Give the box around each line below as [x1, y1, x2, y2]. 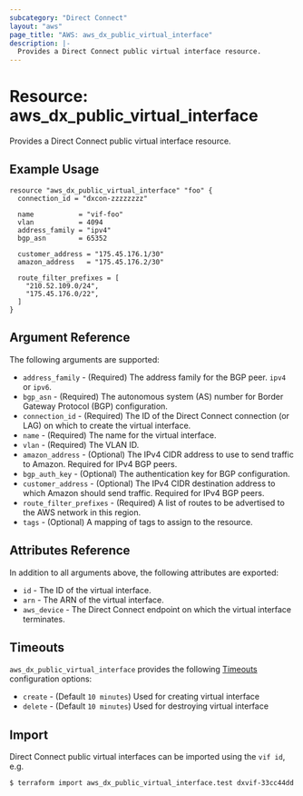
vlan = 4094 [17, 217, 103, 227]
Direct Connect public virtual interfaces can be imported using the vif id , [9, 751, 286, 762]
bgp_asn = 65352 [17, 234, 107, 243]
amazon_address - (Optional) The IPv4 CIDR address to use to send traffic [22, 449, 295, 460]
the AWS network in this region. [22, 506, 142, 518]
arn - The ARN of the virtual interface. [22, 594, 165, 605]
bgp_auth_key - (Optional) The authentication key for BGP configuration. [22, 468, 290, 479]
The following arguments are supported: [9, 353, 161, 364]
